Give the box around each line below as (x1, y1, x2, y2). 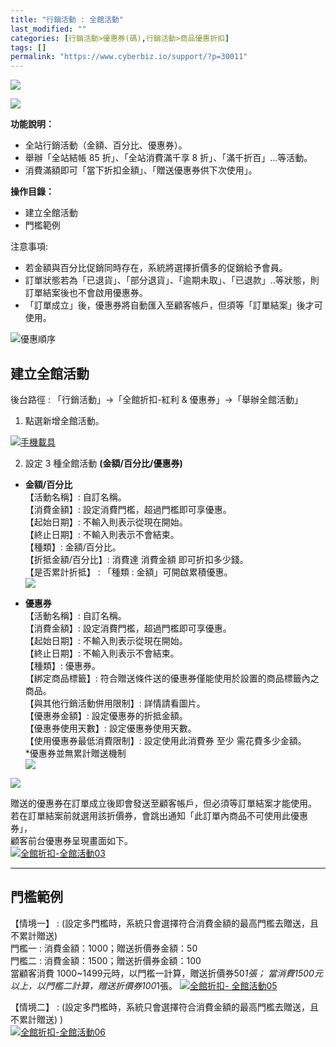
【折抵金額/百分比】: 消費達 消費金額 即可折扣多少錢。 (24, 553, 249, 565)
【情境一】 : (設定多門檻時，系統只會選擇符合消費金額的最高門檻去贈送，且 (10, 917, 320, 929)
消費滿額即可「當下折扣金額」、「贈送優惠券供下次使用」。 (24, 164, 258, 176)
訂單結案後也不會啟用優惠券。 (24, 287, 148, 299)
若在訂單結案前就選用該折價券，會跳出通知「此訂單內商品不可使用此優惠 (10, 809, 308, 821)
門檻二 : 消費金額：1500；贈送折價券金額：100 (10, 954, 202, 966)
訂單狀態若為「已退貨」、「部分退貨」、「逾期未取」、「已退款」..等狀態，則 (24, 274, 320, 286)
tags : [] (10, 42, 47, 53)
